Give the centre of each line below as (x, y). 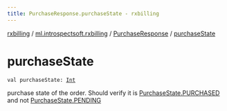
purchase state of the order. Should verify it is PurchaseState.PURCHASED (113, 93)
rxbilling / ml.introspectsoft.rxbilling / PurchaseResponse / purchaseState (111, 33)
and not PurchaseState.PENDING (54, 100)
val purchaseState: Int (42, 80)
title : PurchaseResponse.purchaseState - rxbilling (83, 14)
